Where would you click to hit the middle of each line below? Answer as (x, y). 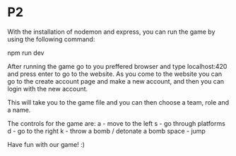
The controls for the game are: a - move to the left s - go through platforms (117, 123)
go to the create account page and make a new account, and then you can (116, 81)
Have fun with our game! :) (46, 144)
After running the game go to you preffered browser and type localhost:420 (117, 66)
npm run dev (26, 53)
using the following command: (51, 39)
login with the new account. (48, 89)
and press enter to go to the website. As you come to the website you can (115, 74)
